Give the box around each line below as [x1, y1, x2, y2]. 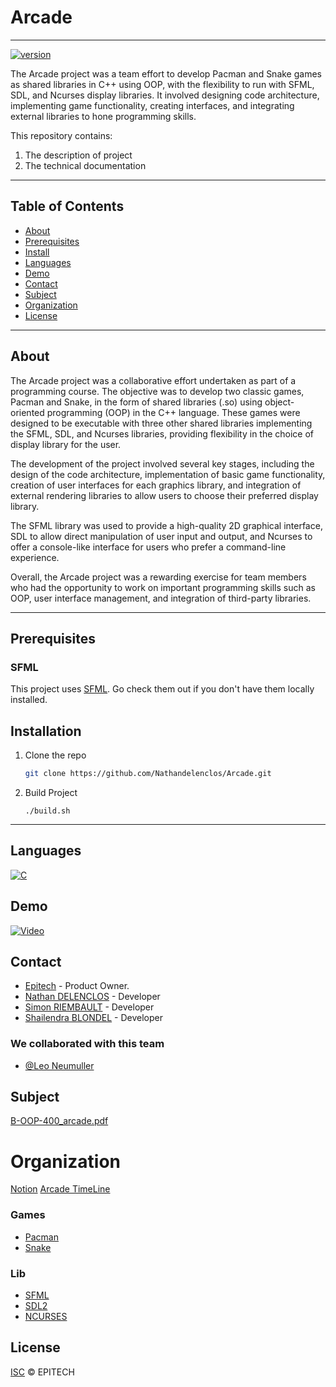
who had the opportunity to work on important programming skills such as [10, 581, 316, 593]
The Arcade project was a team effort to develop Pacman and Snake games [10, 67, 322, 80]
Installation [10, 722, 82, 740]
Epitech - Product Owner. [24, 980, 130, 992]
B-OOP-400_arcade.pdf [10, 1115, 109, 1127]
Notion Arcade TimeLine [10, 1183, 111, 1195]
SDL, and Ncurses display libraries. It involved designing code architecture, [10, 89, 320, 101]
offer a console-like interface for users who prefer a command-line [10, 541, 287, 553]
